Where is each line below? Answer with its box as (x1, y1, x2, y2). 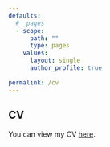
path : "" (29, 34, 59, 43)
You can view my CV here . (8, 129, 96, 139)
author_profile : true (29, 64, 103, 72)
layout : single (29, 57, 81, 65)
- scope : (15, 27, 45, 35)
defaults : (8, 11, 42, 20)
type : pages (29, 42, 70, 50)
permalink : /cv (8, 78, 59, 87)
